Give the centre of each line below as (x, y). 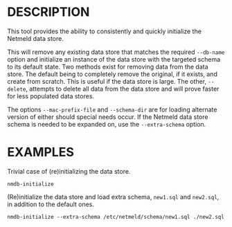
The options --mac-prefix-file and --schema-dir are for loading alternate (112, 109)
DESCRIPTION (48, 12)
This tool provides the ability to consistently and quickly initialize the (105, 31)
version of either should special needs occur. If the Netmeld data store (108, 117)
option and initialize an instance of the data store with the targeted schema (114, 59)
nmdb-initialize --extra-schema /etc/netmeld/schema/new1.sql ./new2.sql (116, 217)
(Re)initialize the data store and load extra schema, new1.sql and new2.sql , (113, 197)
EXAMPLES (41, 152)
